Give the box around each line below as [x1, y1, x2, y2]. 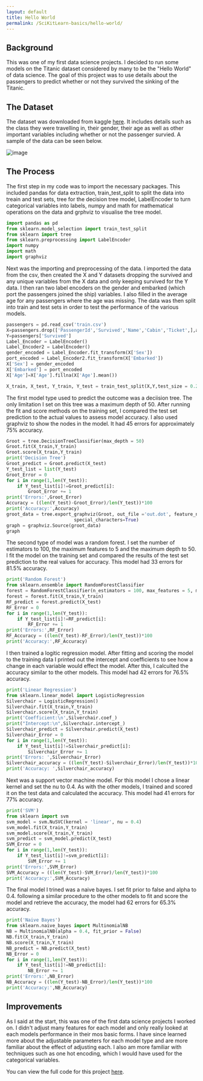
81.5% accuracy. [6, 564, 48, 572]
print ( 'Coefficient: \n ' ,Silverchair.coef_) [6, 715, 118, 721]
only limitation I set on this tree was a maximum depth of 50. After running [6, 400, 190, 408]
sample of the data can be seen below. [6, 137, 103, 144]
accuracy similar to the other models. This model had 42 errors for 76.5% [6, 669, 189, 676]
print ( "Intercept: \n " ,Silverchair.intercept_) [6, 721, 126, 727]
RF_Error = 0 [6, 604, 39, 610]
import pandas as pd [6, 220, 59, 226]
